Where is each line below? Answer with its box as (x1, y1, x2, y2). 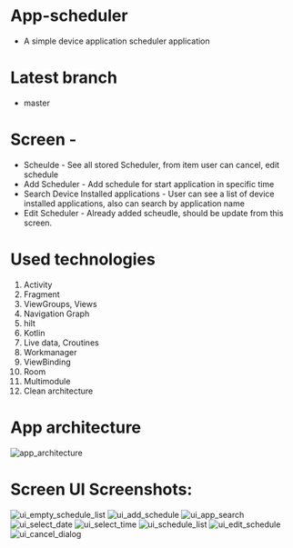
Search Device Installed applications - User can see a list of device (23, 188, 275, 199)
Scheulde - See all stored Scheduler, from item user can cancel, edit (23, 159, 280, 170)
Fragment (23, 288, 60, 300)
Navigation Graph (23, 308, 90, 319)
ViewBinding (23, 356, 71, 367)
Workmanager (23, 346, 77, 357)
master (23, 97, 51, 108)
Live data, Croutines (23, 337, 99, 348)
